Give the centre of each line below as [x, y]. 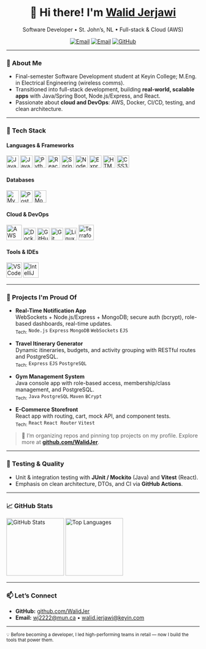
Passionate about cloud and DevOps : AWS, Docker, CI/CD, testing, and [105, 102]
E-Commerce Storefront [47, 409]
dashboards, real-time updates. [72, 324]
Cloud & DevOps [28, 215]
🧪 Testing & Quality [35, 464]
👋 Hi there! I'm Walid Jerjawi [103, 13]
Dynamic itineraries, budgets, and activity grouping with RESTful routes [105, 350]
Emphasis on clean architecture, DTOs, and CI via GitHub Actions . [99, 483]
